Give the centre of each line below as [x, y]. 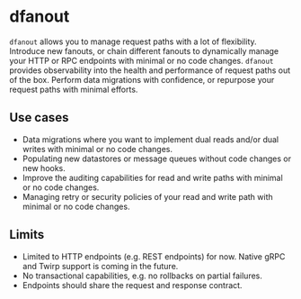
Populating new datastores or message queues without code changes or [157, 159]
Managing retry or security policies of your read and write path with [148, 196]
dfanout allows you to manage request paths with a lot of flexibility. [133, 41]
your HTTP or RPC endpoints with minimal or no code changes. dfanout [142, 60]
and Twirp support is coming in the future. [100, 266]
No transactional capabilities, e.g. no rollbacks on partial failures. [142, 276]
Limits [27, 235]
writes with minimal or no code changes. [97, 149]
